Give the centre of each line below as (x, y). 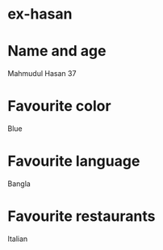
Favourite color (59, 106)
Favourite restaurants (81, 216)
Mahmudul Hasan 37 (42, 74)
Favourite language (74, 161)
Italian (18, 239)
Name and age (57, 51)
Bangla (19, 184)
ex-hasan (40, 14)
